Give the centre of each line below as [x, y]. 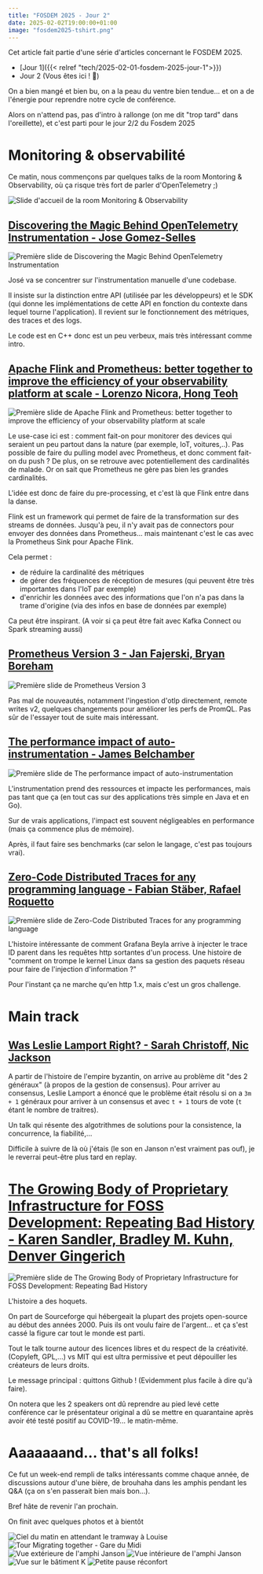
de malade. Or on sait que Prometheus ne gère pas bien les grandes [119, 469]
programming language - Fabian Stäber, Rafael [124, 889]
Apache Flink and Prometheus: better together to [131, 369]
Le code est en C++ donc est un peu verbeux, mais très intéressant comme [130, 336]
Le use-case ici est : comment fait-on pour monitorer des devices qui [120, 436]
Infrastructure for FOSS [86, 1206]
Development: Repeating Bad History [131, 1223]
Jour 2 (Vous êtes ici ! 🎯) [59, 76]
